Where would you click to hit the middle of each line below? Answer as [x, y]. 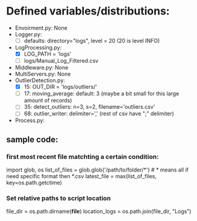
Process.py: [30, 120]
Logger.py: [28, 34]
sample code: [32, 139]
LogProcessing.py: [38, 47]
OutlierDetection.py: [40, 80]
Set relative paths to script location [59, 198]
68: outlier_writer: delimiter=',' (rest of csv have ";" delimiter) [99, 114]
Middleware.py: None [42, 68]
